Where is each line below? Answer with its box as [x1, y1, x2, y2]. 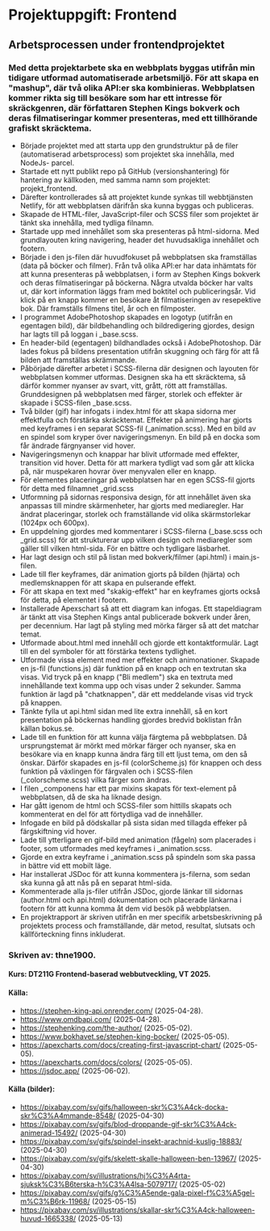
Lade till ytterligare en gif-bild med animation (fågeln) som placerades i [19, 835, 256, 845]
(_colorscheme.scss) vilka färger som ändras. [19, 774, 172, 784]
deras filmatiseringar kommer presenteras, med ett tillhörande [8, 112, 258, 123]
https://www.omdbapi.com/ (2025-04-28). [19, 1014, 163, 1024]
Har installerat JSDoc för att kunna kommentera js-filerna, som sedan [19, 869, 251, 878]
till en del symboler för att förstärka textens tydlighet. [19, 646, 197, 656]
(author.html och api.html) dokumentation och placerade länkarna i [19, 895, 242, 904]
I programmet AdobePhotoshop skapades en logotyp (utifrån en [19, 312, 234, 322]
